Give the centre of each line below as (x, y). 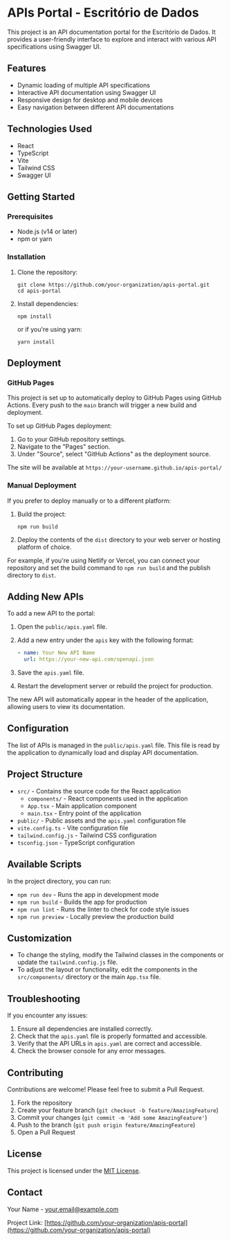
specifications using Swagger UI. (54, 46)
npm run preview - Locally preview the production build (95, 916)
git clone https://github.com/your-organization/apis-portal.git (113, 285)
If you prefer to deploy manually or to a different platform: (89, 501)
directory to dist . (32, 575)
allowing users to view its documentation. (66, 707)
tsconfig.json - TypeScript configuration (76, 842)
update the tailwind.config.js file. (67, 962)
